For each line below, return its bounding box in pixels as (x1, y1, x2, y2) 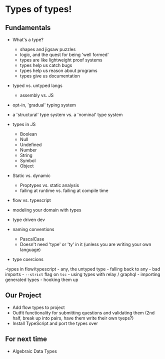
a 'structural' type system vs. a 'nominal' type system (12, 111, 123, 117)
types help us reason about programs (19, 67, 97, 73)
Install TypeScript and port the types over (12, 320, 98, 326)
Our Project (5, 291, 41, 299)
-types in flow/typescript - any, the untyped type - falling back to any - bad (5, 266, 160, 272)
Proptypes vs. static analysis (19, 182, 79, 188)
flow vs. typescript (12, 197, 51, 203)
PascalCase (19, 236, 44, 242)
